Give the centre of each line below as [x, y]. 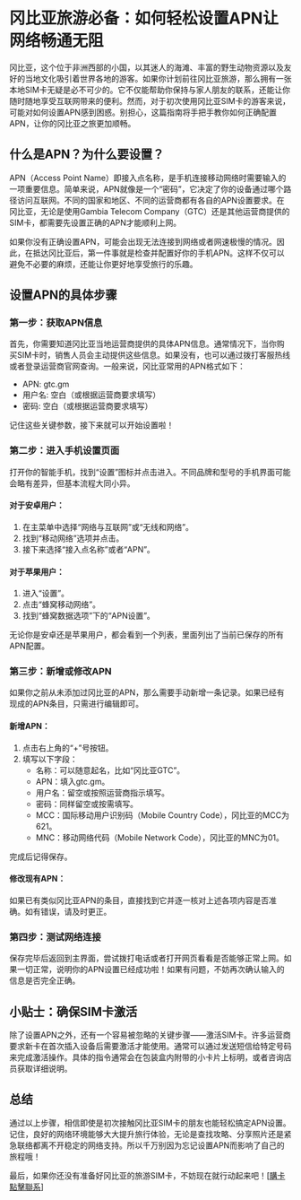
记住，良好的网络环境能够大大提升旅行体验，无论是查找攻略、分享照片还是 [146, 1134]
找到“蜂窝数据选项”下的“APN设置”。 [88, 616]
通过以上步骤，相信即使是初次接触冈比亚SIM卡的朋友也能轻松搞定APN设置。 [150, 1123]
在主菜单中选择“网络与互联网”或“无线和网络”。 [108, 526]
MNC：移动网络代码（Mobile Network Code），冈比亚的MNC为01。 [160, 837]
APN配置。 [30, 646]
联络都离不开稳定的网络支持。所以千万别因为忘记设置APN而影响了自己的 [150, 1145]
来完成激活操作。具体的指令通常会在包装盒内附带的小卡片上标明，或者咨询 [146, 1057]
